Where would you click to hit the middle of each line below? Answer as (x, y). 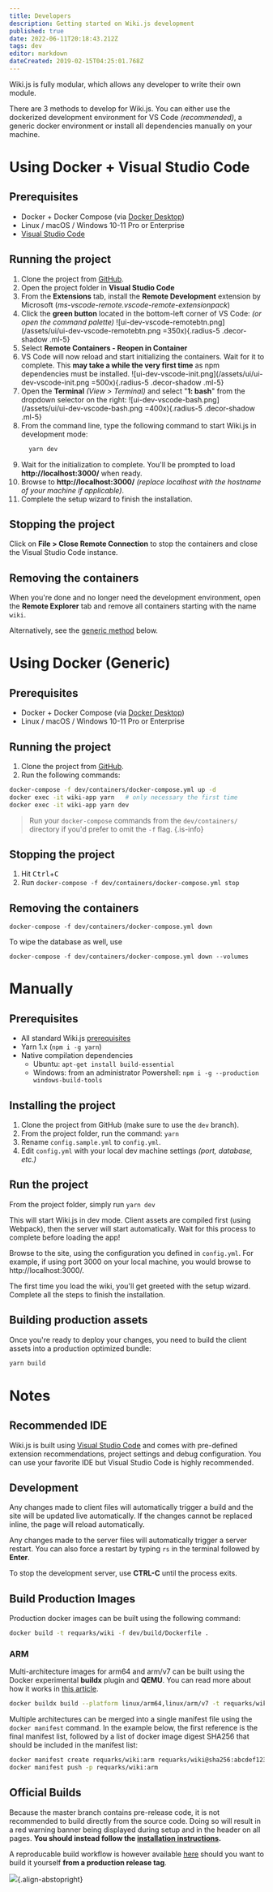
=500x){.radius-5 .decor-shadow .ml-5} (158, 382)
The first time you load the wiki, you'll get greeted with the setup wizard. (130, 1286)
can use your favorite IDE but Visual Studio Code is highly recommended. (132, 1462)
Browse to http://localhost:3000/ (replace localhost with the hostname (141, 482)
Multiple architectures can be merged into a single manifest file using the (131, 1719)
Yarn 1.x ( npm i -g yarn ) (61, 1047)
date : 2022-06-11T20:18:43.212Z (64, 39)
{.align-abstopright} (50, 1879)
